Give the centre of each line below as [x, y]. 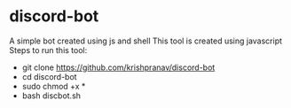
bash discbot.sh [51, 96]
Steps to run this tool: [48, 50]
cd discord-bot [49, 76]
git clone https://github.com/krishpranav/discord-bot [118, 67]
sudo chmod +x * [54, 86]
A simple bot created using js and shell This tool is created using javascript [145, 41]
